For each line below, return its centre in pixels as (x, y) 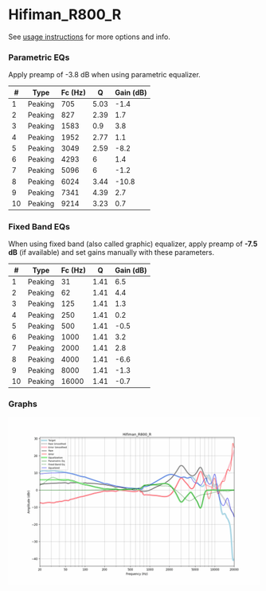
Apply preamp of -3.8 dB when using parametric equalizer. (104, 75)
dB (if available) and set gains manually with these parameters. (111, 252)
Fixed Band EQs (39, 226)
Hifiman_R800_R (65, 15)
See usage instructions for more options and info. (90, 37)
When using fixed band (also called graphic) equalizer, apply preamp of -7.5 (133, 244)
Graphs (23, 404)
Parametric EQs (39, 57)
